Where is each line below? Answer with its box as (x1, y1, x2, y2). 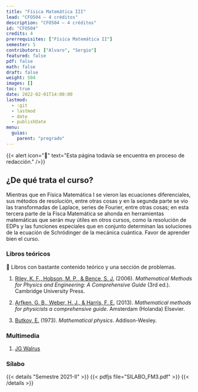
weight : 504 (6, 75, 36, 81)
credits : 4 (6, 31, 33, 37)
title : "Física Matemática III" (6, 8, 86, 15)
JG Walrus (14, 345, 40, 352)
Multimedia (6, 332, 40, 340)
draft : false (6, 69, 39, 75)
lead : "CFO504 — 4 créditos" (6, 14, 78, 20)
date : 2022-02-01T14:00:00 (6, 91, 73, 97)
